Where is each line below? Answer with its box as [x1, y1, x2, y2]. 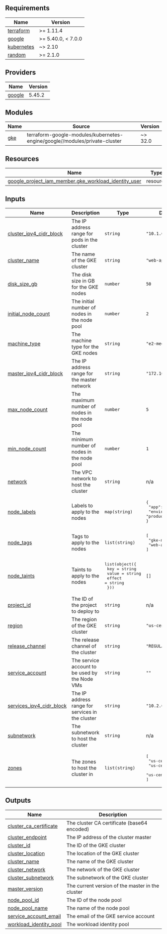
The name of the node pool [66, 905, 130, 912]
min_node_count [7, 445, 46, 452]
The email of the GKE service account [66, 913, 155, 920]
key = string [106, 566, 137, 571]
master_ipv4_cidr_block [7, 370, 63, 377]
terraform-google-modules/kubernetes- [26, 131, 123, 138]
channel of [71, 643, 97, 650]
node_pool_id [7, 896, 39, 903]
